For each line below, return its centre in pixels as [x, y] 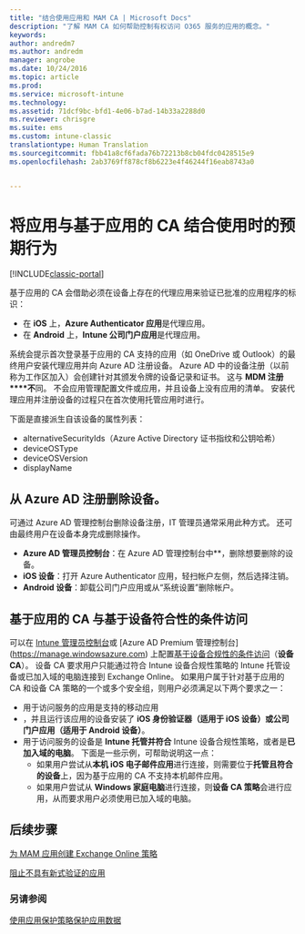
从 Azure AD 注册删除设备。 [88, 498]
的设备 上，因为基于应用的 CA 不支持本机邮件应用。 [132, 776]
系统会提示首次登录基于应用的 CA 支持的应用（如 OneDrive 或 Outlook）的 [149, 354]
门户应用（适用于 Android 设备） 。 [86, 730]
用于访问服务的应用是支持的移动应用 [91, 707]
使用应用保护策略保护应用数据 [65, 920]
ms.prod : [26, 86]
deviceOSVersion [55, 458]
